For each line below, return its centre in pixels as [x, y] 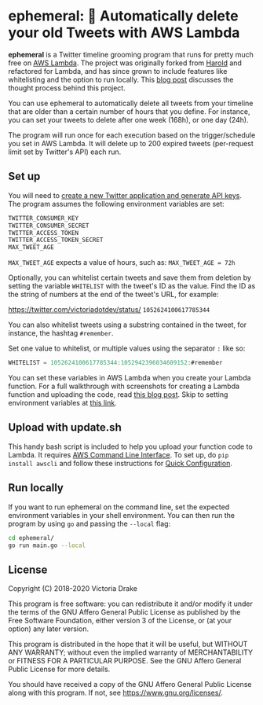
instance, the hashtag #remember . [61, 333]
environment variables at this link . [62, 403]
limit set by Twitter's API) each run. [65, 152]
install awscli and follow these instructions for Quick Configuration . [121, 463]
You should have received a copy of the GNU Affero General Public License [130, 685]
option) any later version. [48, 629]
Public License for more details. [59, 669]
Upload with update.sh [65, 428]
